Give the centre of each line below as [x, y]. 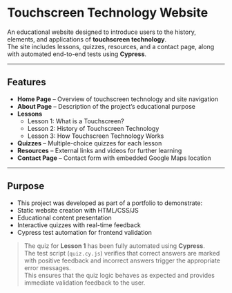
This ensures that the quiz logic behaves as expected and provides [119, 275]
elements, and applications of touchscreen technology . [87, 39]
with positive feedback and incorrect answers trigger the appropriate [122, 260]
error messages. [47, 267]
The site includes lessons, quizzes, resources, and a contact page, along [111, 46]
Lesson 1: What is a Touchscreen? [76, 121]
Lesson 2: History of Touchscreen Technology [93, 128]
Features [27, 82]
